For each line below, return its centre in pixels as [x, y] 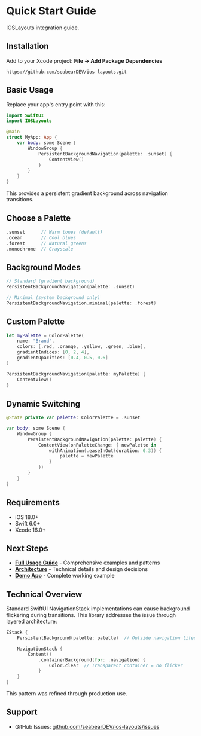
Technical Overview [44, 594]
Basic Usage [30, 90]
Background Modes [43, 267]
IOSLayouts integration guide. [43, 28]
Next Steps [27, 548]
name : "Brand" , [36, 341]
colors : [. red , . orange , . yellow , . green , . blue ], [81, 347]
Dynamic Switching [43, 404]
